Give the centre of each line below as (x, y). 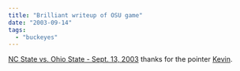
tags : (17, 30)
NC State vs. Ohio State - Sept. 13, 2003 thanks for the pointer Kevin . (120, 59)
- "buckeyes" (37, 37)
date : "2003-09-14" (40, 23)
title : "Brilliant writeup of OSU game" (76, 15)
